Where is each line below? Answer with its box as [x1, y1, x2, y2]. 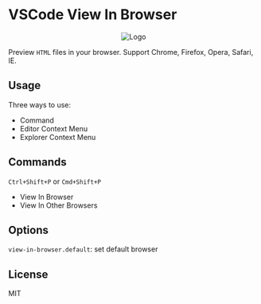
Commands [8, 155, 68, 169]
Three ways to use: [8, 99, 72, 109]
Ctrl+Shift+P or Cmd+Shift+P [8, 177, 102, 186]
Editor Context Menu [19, 123, 88, 133]
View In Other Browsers [19, 201, 98, 210]
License [8, 267, 49, 281]
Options [8, 223, 49, 236]
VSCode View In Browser [8, 6, 177, 24]
